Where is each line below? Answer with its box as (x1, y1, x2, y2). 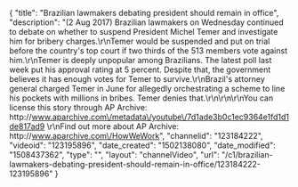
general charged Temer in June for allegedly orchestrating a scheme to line (9, 84, 286, 93)
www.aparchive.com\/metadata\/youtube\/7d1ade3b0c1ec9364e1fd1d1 (31, 111, 290, 122)
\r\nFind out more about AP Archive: (46, 121, 180, 132)
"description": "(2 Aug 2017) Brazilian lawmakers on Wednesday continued (9, 17, 284, 28)
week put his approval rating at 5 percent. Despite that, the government (9, 64, 271, 75)
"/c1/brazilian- (221, 150, 273, 159)
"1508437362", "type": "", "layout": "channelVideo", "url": (9, 150, 220, 159)
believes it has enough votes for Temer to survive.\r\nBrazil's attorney (9, 74, 265, 84)
